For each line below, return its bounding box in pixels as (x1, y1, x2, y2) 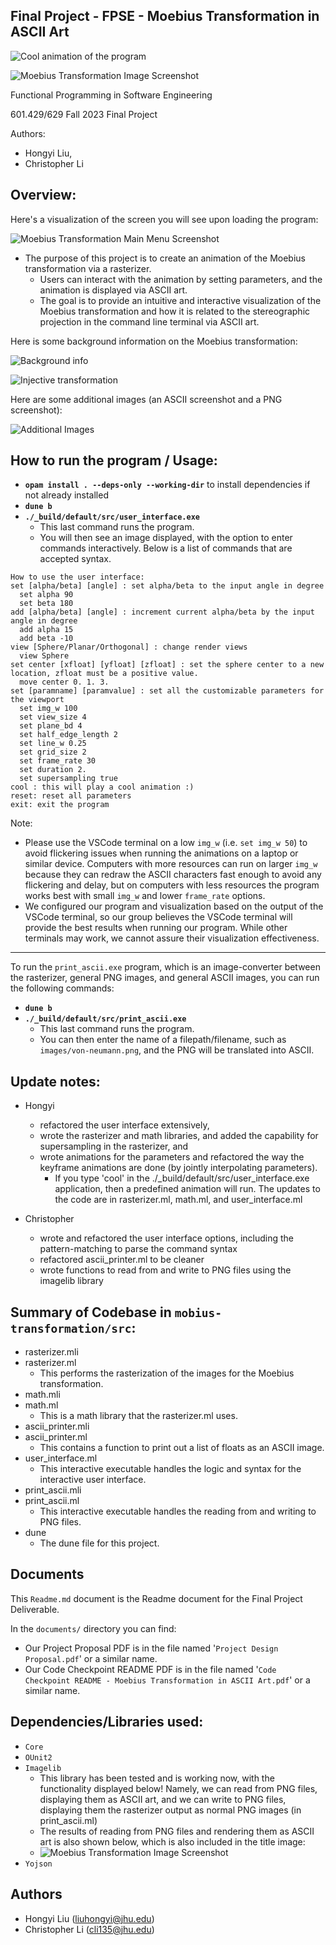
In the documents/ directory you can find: (10, 1622, 177, 1634)
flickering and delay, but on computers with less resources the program (24, 879, 320, 891)
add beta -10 (19, 634, 74, 644)
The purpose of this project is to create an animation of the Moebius (24, 252, 307, 264)
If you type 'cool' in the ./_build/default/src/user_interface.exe (54, 1172, 310, 1184)
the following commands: (10, 982, 115, 994)
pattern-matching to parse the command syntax (39, 1243, 238, 1255)
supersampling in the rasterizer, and (39, 1140, 189, 1153)
